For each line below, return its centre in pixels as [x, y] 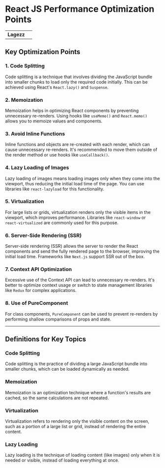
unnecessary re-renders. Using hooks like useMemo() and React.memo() [76, 116]
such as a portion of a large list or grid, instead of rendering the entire [76, 426]
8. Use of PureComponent [37, 303]
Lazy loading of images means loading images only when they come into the [82, 178]
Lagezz [16, 34]
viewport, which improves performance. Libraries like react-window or [75, 217]
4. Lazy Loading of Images [37, 168]
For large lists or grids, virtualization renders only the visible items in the [78, 212]
